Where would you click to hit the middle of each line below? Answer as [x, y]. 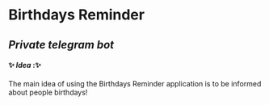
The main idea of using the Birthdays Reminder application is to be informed [135, 83]
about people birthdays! [48, 92]
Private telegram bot [61, 45]
